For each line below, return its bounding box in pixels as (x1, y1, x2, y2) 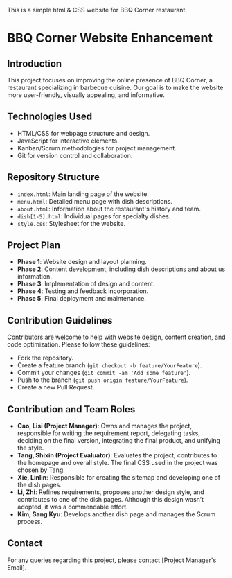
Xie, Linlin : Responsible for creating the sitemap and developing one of (17, 473, 221, 482)
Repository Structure (7, 171, 100, 183)
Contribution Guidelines (7, 315, 113, 326)
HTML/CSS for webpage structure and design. (17, 129, 150, 137)
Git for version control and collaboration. (17, 151, 133, 159)
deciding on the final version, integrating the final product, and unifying (17, 437, 220, 445)
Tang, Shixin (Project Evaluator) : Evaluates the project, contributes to (17, 451, 217, 459)
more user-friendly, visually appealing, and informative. (7, 91, 165, 99)
